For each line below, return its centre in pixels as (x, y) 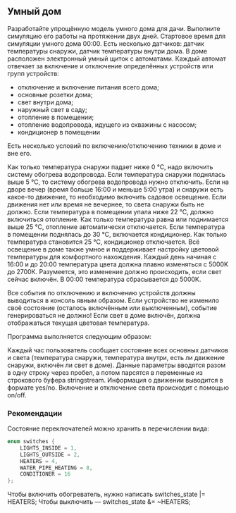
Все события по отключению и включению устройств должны (101, 292)
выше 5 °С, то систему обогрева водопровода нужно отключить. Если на (118, 182)
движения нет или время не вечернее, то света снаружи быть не (106, 204)
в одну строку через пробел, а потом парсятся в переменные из (105, 372)
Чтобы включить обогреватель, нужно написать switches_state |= (106, 494)
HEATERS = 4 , (39, 461)
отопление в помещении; (56, 117)
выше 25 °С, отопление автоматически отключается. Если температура (116, 227)
